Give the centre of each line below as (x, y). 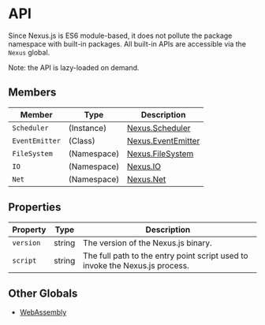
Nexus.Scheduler (159, 128)
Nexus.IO (144, 166)
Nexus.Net (146, 179)
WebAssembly (43, 312)
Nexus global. (29, 52)
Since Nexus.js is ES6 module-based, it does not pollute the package (120, 35)
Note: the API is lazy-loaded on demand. (74, 67)
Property (29, 230)
